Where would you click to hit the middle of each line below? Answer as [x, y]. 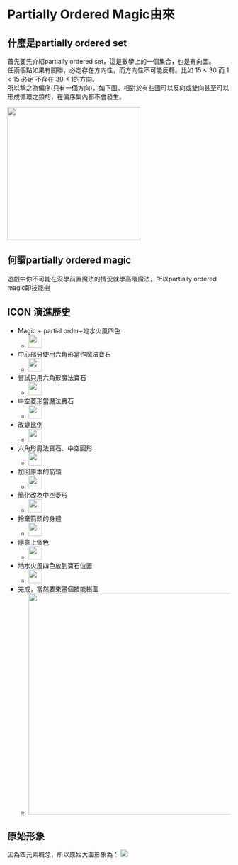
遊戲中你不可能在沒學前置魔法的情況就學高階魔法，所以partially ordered [112, 279]
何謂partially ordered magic [69, 261]
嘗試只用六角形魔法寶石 [52, 377]
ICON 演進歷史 [39, 312]
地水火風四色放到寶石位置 [55, 565]
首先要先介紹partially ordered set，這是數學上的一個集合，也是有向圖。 [111, 61]
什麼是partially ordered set [67, 43]
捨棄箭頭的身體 [39, 518]
